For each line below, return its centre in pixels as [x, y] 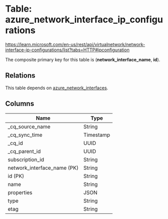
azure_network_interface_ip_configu [84, 20]
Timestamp [97, 135]
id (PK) [16, 176]
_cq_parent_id [24, 151]
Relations [20, 76]
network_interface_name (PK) [43, 168]
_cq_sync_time [25, 135]
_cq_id [15, 143]
